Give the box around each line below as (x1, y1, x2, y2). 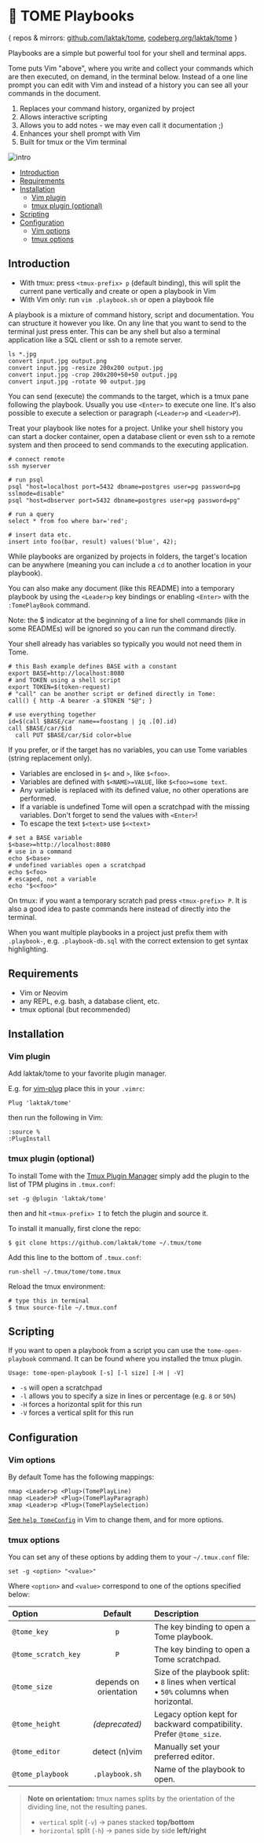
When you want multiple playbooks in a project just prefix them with (8, 927, 228, 937)
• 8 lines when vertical (154, 1676, 236, 1687)
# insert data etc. (8, 530, 72, 539)
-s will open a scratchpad (19, 1383, 103, 1393)
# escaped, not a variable (8, 875, 97, 883)
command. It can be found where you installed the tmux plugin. (38, 1354, 243, 1364)
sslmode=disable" (8, 489, 65, 497)
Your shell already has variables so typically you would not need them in (8, 639, 242, 648)
